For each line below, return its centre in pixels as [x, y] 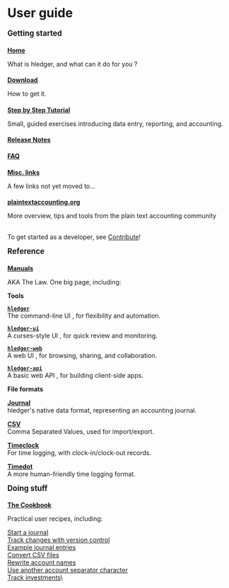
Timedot [20, 466]
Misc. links [24, 172]
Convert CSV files [33, 555]
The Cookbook [29, 505]
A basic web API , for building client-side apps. [75, 375]
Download [23, 80]
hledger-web [25, 348]
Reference [26, 251]
